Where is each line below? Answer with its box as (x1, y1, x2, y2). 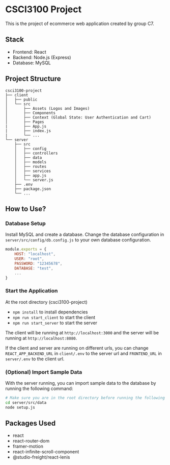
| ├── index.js (5, 128, 51, 133)
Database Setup (5, 219, 46, 227)
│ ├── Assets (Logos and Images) (5, 106, 90, 111)
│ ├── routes (14, 164, 47, 169)
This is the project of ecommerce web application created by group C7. (5, 20, 154, 27)
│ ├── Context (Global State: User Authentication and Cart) (5, 115, 152, 120)
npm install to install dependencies (12, 309, 88, 315)
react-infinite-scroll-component (12, 449, 79, 455)
